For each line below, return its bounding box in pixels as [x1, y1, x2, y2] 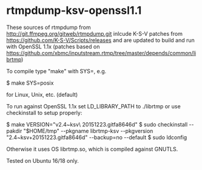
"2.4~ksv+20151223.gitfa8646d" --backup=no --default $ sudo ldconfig [6, 134, 187, 141]
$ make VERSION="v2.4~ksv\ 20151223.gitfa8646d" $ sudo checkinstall [6, 120, 188, 128]
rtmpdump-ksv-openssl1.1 [6, 4, 142, 18]
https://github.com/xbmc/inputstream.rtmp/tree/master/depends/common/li [6, 49, 196, 56]
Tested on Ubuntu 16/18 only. [6, 157, 79, 164]
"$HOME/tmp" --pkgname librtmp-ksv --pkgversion [23, 127, 153, 134]
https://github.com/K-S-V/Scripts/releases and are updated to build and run [6, 36, 195, 44]
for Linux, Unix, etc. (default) [6, 91, 78, 98]
